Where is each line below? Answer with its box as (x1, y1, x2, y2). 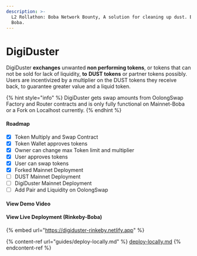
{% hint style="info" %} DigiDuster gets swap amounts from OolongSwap (6, 95, 184, 102)
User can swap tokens (14, 160, 69, 167)
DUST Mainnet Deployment (14, 173, 81, 180)
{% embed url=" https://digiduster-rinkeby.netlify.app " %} (6, 227, 145, 234)
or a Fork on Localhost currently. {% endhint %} (6, 107, 122, 114)
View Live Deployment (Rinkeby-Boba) (6, 214, 103, 221)
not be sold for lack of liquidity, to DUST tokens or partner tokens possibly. (6, 70, 188, 78)
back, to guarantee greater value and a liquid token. (6, 83, 131, 90)
